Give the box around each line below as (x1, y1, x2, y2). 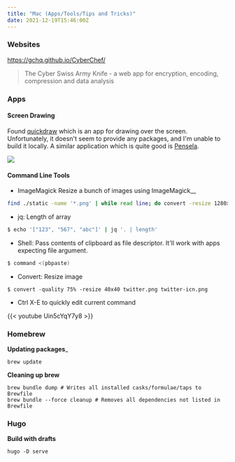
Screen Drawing (7, 111, 55, 120)
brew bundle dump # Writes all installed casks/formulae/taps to (7, 384, 201, 391)
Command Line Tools (7, 171, 70, 179)
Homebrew (7, 329, 45, 339)
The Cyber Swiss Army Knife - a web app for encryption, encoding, (24, 69, 219, 78)
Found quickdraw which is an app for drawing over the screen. (7, 127, 187, 135)
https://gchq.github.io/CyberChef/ (7, 55, 106, 64)
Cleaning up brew (7, 371, 60, 380)
